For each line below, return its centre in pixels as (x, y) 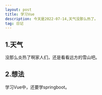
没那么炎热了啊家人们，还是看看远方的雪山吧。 (52, 58)
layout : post (18, 10)
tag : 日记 (14, 23)
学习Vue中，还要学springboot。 (37, 87)
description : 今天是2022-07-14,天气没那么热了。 (51, 19)
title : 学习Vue (20, 14)
